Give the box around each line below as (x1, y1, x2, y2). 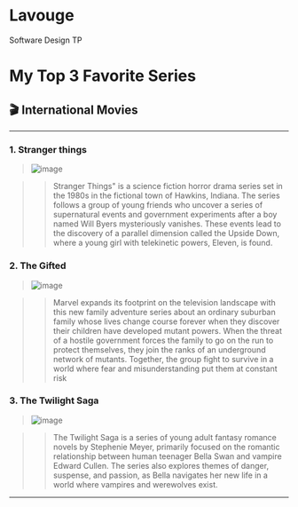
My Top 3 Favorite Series (9, 66, 197, 86)
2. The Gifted (9, 259, 67, 272)
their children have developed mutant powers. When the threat (52, 325, 282, 336)
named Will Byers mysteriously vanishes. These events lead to (52, 218, 282, 229)
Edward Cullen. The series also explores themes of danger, (52, 460, 269, 471)
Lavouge (9, 5, 74, 26)
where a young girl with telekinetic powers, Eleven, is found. (52, 237, 273, 249)
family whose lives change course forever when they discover (52, 316, 280, 327)
